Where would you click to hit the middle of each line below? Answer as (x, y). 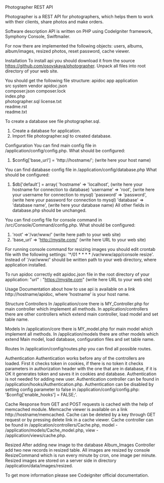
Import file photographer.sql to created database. (62, 136)
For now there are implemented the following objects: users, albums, (74, 46)
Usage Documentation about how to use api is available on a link (70, 289)
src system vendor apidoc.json (36, 86)
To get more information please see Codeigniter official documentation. (77, 475)
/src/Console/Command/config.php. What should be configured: (70, 225)
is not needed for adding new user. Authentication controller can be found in (82, 379)
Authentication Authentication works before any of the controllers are (75, 358)
